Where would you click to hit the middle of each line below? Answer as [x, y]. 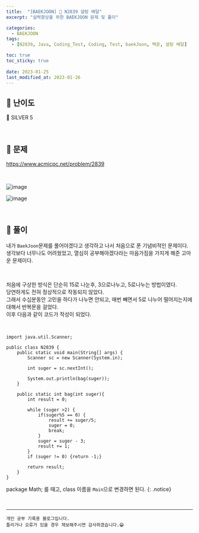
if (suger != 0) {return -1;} [65, 456]
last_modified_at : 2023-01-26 [44, 77]
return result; [46, 467]
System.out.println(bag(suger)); [69, 379]
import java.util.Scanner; [39, 337]
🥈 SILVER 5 [20, 118]
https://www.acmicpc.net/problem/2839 [55, 164]
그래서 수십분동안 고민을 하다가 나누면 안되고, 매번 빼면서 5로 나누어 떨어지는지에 [99, 299]
